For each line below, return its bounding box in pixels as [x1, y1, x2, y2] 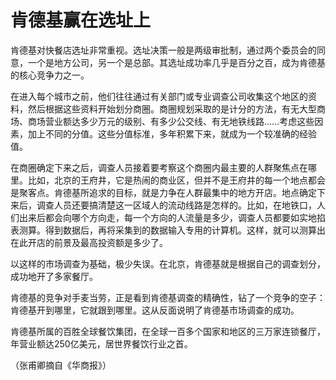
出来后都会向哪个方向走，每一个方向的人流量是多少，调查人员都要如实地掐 [18, 211, 326, 223]
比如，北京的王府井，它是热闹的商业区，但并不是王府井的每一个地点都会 [27, 174, 326, 186]
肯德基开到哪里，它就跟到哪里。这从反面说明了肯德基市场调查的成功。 [10, 304, 300, 316]
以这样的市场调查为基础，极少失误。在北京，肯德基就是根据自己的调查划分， [10, 257, 326, 270]
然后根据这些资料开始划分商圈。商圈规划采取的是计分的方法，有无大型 [27, 102, 317, 115]
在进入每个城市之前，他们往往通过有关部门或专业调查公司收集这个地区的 [10, 90, 308, 102]
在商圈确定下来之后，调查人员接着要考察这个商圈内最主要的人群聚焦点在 [10, 161, 308, 173]
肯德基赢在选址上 [10, 9, 152, 32]
